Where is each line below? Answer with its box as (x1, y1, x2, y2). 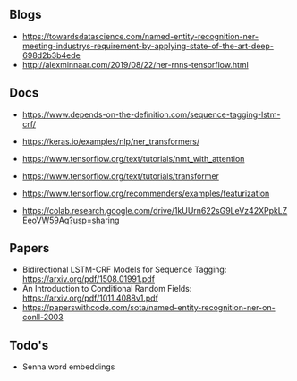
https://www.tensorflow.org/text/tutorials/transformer (21, 170, 219, 182)
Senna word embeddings (21, 361, 115, 372)
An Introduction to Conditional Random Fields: (21, 284, 192, 294)
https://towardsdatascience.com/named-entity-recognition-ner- (21, 30, 259, 41)
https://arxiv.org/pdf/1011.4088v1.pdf (21, 292, 159, 303)
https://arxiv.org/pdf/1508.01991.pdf (21, 274, 155, 284)
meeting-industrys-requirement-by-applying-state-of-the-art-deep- (21, 40, 275, 51)
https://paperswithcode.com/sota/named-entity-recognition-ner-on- (21, 302, 276, 313)
